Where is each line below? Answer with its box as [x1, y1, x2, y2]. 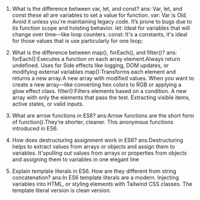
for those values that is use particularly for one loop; [12, 37, 143, 44]
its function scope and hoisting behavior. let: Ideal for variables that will [12, 24, 190, 31]
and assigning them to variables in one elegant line [12, 156, 139, 163]
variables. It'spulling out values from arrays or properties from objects [12, 149, 187, 156]
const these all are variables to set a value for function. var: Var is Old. [12, 11, 188, 19]
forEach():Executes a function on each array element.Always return [12, 56, 181, 62]
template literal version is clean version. [12, 187, 112, 194]
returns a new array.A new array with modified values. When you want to [12, 75, 195, 82]
